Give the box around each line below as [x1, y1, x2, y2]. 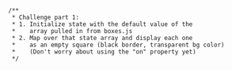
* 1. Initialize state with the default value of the [11, 20, 193, 28]
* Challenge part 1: [11, 13, 80, 21]
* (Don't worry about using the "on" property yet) [11, 48, 196, 56]
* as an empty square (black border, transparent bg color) [11, 41, 225, 49]
